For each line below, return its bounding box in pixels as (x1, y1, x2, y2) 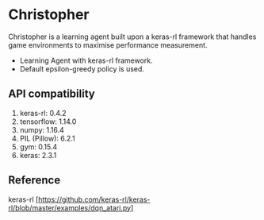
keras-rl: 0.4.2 (19, 108, 67, 118)
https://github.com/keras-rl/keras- (38, 195, 151, 204)
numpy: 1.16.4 (19, 125, 65, 134)
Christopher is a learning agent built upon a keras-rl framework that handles (8, 32, 257, 41)
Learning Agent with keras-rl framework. (19, 56, 153, 65)
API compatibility (8, 87, 95, 101)
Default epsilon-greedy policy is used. (19, 64, 145, 73)
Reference (8, 173, 61, 187)
